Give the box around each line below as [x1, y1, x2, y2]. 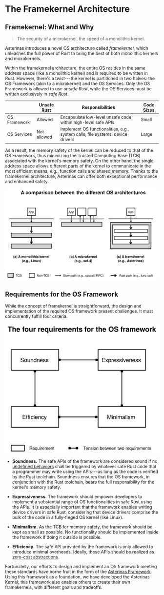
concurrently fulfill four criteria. [5, 313, 68, 319]
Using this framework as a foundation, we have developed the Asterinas [5, 574, 150, 580]
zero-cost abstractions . [12, 554, 60, 560]
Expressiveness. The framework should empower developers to [12, 494, 143, 500]
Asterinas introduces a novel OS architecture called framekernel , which [5, 45, 148, 51]
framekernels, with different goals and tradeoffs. [5, 584, 102, 590]
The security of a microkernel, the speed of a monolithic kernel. [17, 36, 145, 41]
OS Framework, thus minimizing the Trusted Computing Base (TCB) [5, 152, 141, 158]
